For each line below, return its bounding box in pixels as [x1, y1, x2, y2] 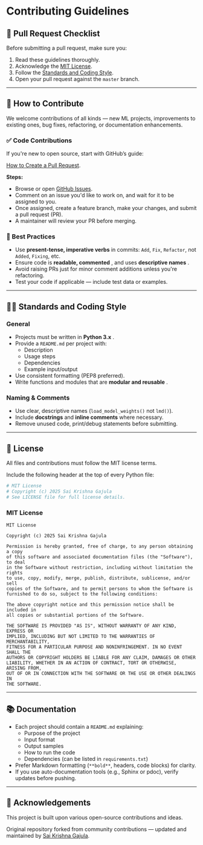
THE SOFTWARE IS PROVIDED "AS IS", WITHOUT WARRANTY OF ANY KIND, [6, 623, 177, 629]
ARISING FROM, [6, 665, 42, 671]
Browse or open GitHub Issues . [14, 185, 93, 192]
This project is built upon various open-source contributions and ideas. [6, 814, 183, 821]
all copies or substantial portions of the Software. [6, 613, 145, 619]
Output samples [24, 742, 64, 749]
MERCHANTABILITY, [6, 639, 50, 645]
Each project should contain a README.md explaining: [14, 723, 144, 730]
